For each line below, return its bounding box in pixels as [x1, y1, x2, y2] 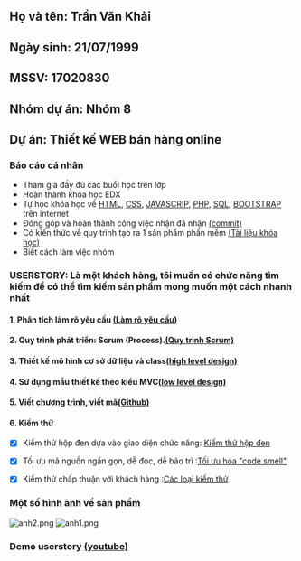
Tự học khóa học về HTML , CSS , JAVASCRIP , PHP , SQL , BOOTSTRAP [22, 199, 282, 210]
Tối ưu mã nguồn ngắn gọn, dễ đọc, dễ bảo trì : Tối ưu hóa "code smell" [22, 455, 287, 466]
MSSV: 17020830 [9, 70, 110, 86]
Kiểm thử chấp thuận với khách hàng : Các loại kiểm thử [22, 473, 229, 484]
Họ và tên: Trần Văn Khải [9, 9, 152, 24]
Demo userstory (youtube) [9, 539, 128, 552]
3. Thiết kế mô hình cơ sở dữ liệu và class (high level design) [9, 355, 238, 366]
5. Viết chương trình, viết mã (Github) [9, 397, 150, 407]
